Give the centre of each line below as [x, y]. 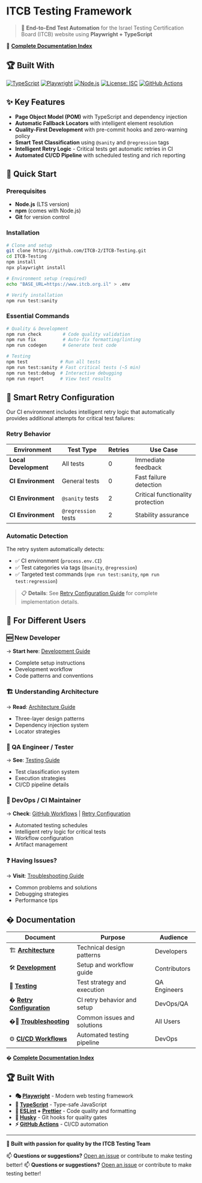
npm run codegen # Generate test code [62, 345]
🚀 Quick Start [32, 174]
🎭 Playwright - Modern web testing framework [74, 1096]
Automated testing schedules [51, 825]
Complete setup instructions [50, 663]
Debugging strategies [42, 894]
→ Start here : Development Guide [48, 651]
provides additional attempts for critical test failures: [71, 418]
